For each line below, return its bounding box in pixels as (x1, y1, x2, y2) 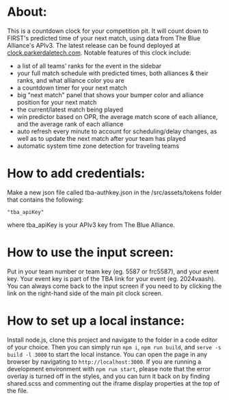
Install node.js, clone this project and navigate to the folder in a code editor (7, 336, 218, 344)
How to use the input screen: (7, 245, 174, 261)
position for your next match (16, 98, 97, 106)
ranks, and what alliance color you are (16, 76, 124, 84)
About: (7, 4, 47, 20)
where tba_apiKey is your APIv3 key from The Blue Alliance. (7, 220, 176, 229)
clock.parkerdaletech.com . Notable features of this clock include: (7, 49, 191, 57)
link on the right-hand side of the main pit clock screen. (7, 289, 163, 297)
